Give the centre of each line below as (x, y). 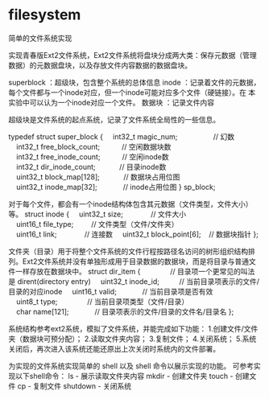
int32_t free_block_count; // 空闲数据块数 (93, 146)
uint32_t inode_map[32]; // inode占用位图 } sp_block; (116, 187)
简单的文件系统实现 (40, 38)
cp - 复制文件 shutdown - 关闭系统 (74, 386)
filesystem (45, 15)
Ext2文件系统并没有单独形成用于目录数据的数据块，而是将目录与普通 (136, 261)
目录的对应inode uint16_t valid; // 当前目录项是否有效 (111, 291)
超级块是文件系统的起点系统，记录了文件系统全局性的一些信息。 (114, 119)
